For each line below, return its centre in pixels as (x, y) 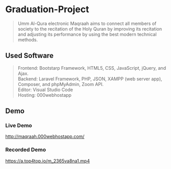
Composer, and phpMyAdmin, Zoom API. (60, 84)
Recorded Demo (26, 150)
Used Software (29, 56)
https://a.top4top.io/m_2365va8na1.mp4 (48, 161)
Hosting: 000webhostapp (44, 95)
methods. (28, 40)
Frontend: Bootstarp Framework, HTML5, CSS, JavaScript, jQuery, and (92, 68)
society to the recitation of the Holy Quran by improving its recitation (90, 29)
